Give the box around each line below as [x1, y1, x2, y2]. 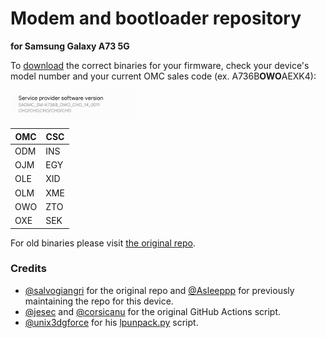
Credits [10, 262, 47, 276]
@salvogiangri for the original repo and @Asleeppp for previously [24, 284, 295, 296]
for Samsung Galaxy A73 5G [10, 40, 130, 52]
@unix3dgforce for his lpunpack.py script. [24, 316, 199, 328]
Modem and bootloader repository [10, 7, 302, 30]
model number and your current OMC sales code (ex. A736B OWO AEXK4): [10, 70, 317, 82]
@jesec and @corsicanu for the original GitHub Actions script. [24, 305, 282, 317]
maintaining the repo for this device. [24, 295, 174, 307]
